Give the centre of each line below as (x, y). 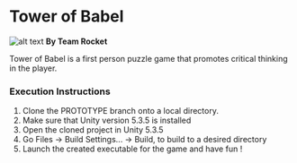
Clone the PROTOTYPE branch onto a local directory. (120, 111)
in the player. (33, 68)
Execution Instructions (60, 91)
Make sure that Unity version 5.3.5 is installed (107, 120)
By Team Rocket (76, 41)
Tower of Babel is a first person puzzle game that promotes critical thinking (148, 58)
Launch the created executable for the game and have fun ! (132, 149)
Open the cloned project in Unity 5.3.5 (93, 130)
